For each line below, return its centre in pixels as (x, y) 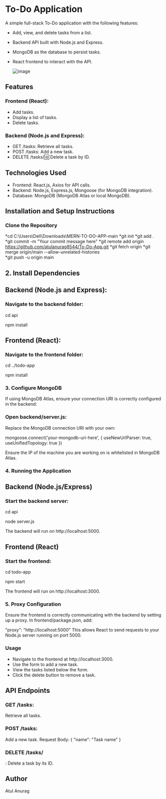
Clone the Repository (31, 225)
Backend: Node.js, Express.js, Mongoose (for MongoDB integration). (83, 190)
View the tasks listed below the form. (50, 669)
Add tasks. (23, 112)
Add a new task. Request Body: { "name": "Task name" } (63, 739)
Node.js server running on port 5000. (43, 635)
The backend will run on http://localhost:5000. (53, 531)
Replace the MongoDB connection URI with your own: (60, 428)
